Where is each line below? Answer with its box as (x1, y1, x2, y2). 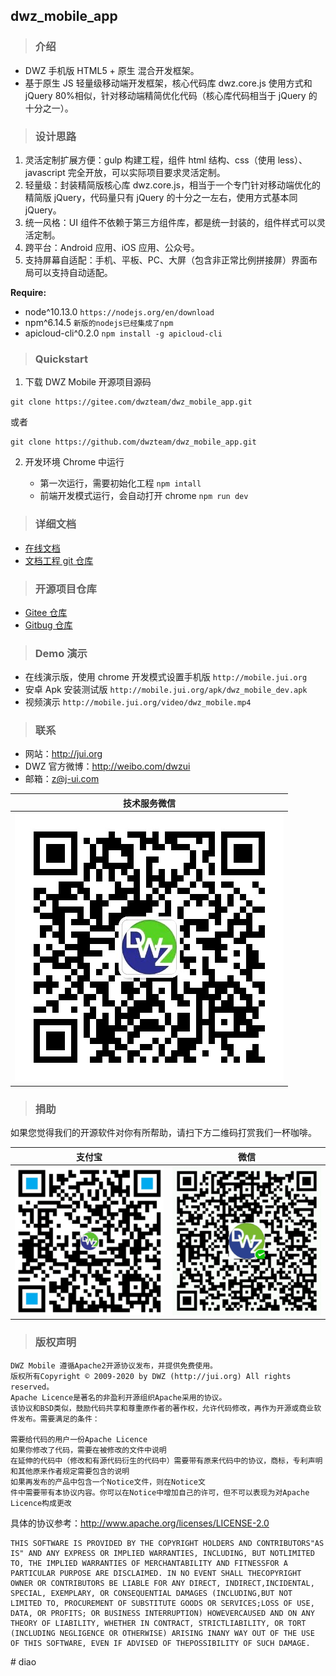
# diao (10, 1655, 37, 1668)
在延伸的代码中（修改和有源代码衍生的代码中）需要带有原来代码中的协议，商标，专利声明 (10, 1455, 323, 1466)
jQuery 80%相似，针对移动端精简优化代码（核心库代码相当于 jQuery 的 (24, 89, 318, 101)
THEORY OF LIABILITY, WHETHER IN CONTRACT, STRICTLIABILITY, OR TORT (10, 1618, 307, 1628)
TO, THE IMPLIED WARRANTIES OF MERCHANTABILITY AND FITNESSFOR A (10, 1558, 288, 1568)
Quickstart (34, 352, 88, 366)
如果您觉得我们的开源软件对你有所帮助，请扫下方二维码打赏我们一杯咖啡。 (10, 1127, 317, 1139)
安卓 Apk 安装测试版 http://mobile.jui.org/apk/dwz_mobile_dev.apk (24, 684, 308, 696)
